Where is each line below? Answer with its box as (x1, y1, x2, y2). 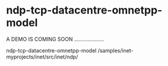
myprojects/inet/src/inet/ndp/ (6, 53, 78, 60)
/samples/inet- (97, 47, 134, 54)
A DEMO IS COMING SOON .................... (6, 35, 104, 42)
